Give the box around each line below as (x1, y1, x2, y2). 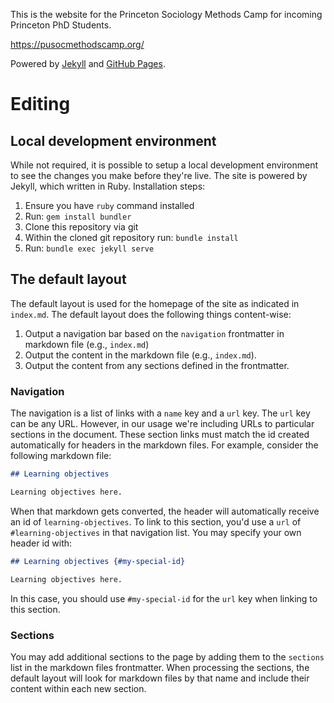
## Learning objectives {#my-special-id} (10, 556, 186, 566)
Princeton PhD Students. (10, 19, 112, 31)
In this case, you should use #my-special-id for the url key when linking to (10, 592, 318, 604)
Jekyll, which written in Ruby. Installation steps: (10, 180, 206, 192)
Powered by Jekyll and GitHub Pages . (10, 58, 166, 69)
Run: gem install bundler (24, 210, 132, 222)
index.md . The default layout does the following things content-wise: (10, 308, 292, 320)
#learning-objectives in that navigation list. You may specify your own (10, 526, 302, 538)
